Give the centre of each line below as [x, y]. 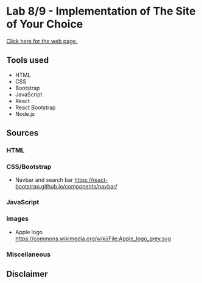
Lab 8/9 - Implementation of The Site [101, 11]
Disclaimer [27, 274]
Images [18, 219]
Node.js [25, 113]
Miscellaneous [28, 254]
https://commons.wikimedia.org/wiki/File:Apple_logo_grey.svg [93, 238]
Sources [23, 133]
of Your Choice [45, 24]
